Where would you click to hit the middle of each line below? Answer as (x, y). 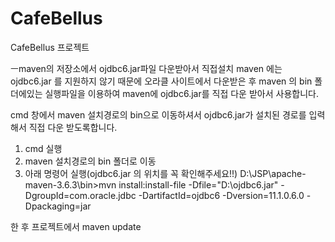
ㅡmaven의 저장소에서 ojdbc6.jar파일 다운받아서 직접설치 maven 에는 (146, 68)
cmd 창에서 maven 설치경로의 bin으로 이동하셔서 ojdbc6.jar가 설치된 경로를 (158, 114)
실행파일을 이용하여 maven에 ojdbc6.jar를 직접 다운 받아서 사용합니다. (181, 93)
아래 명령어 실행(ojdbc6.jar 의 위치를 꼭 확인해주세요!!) (131, 173)
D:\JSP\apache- (273, 173)
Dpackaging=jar (58, 206)
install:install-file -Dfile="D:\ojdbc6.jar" (198, 184)
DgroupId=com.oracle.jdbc (80, 195)
